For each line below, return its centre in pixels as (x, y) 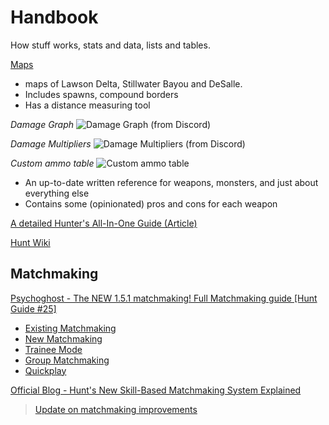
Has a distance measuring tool (87, 105)
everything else (57, 193)
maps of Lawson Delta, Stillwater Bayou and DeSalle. (133, 83)
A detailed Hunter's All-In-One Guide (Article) (104, 223)
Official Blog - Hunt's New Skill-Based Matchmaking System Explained (156, 390)
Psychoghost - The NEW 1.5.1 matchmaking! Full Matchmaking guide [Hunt (164, 298)
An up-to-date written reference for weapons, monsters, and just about (171, 182)
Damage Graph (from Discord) (111, 124)
